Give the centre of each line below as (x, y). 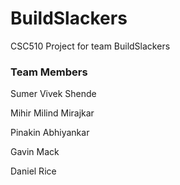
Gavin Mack (35, 152)
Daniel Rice (33, 171)
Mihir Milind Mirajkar (52, 113)
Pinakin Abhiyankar (50, 133)
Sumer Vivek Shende (53, 94)
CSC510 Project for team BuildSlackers (90, 46)
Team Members (49, 72)
